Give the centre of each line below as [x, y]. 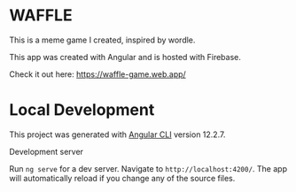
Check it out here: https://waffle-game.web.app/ [97, 74]
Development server [47, 151]
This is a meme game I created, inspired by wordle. [102, 40]
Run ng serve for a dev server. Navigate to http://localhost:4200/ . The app [148, 168]
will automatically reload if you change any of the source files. [122, 178]
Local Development [82, 110]
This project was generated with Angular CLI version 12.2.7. [117, 134]
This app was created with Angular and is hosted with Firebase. [125, 57]
